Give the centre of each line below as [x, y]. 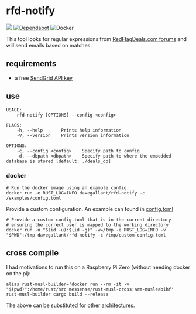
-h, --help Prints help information [69, 130]
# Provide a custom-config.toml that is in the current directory [89, 220]
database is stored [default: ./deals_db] [59, 161]
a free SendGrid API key [44, 78]
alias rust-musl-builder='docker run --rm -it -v [68, 284]
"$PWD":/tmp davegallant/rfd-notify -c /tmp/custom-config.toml [86, 235]
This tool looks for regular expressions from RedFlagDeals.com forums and [97, 39]
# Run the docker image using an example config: [68, 188]
